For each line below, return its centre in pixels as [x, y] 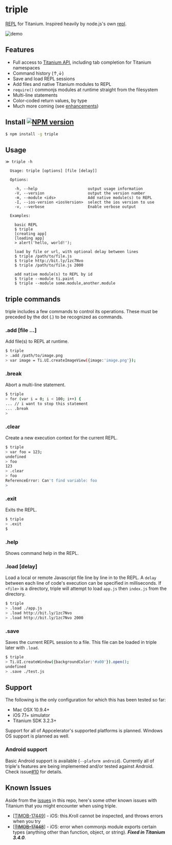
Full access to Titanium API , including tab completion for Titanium [82, 62]
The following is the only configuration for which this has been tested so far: [86, 700]
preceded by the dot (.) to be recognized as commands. [64, 317]
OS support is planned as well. [37, 736]
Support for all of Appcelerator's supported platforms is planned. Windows [84, 731]
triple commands [33, 299]
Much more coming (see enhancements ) [56, 106]
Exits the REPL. [21, 510]
